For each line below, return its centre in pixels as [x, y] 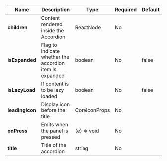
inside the [52, 30]
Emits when [55, 125]
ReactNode [88, 27]
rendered [52, 24]
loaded [49, 96]
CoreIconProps [92, 110]
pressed [51, 137]
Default [150, 10]
